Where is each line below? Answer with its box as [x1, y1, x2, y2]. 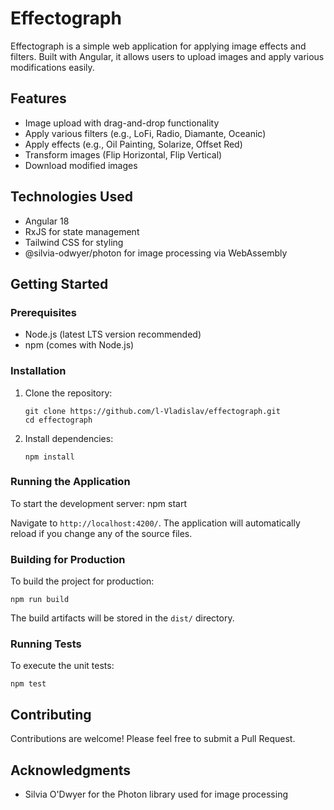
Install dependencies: [24, 432, 114, 444]
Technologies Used [10, 188, 133, 206]
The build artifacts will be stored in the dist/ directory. [10, 612, 235, 624]
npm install [24, 452, 75, 462]
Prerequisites [10, 305, 77, 319]
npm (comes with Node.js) [24, 339, 135, 351]
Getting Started [10, 275, 109, 292]
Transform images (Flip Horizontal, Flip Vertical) [24, 148, 223, 161]
